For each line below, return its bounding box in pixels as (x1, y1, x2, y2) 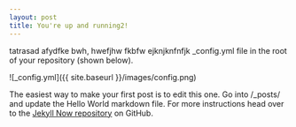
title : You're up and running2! (9, 21, 129, 30)
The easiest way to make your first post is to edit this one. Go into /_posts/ (9, 89, 281, 100)
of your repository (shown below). (9, 55, 134, 65)
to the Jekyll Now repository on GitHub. (9, 108, 153, 118)
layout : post (9, 12, 58, 22)
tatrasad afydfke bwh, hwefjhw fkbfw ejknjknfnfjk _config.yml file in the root (9, 45, 288, 56)
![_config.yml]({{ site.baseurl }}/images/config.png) (9, 71, 197, 82)
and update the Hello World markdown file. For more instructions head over (9, 98, 284, 108)
